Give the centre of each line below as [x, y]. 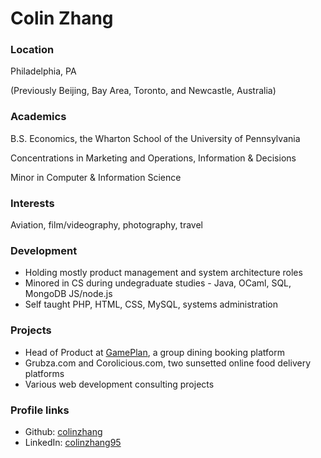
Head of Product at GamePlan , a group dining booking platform [154, 352]
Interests [32, 203]
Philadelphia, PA [43, 71]
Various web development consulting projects [119, 384]
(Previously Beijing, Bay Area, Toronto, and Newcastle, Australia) [143, 91]
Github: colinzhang [63, 431]
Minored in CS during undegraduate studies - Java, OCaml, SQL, [158, 283]
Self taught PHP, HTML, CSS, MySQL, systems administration [151, 304]
